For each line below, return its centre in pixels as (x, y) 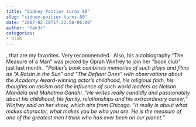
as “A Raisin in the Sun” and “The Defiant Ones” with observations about (94, 74)
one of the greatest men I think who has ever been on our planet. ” (86, 117)
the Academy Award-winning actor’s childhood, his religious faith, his (90, 80)
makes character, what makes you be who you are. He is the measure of (94, 111)
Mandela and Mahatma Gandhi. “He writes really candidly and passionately (98, 92)
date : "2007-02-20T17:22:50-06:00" (49, 22)
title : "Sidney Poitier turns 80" (48, 11)
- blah (14, 39)
